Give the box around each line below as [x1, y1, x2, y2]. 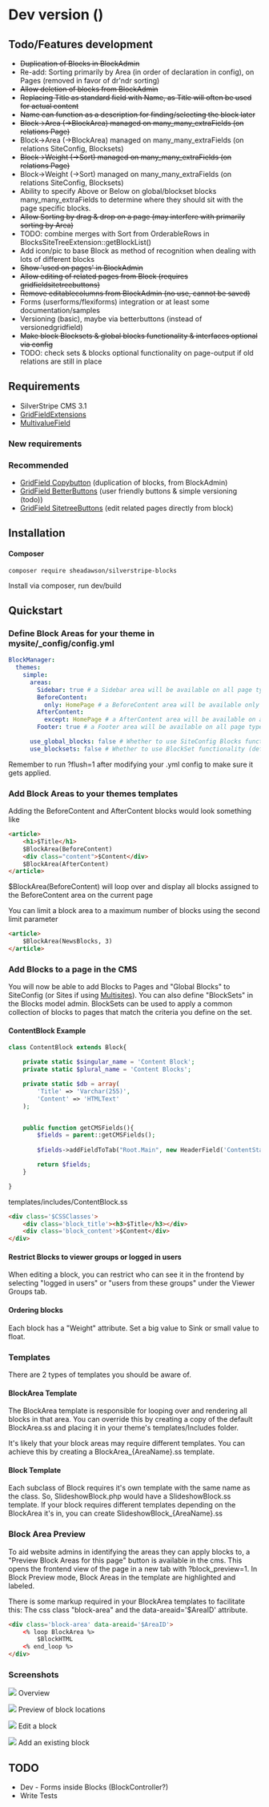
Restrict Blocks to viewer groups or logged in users [8, 1252, 182, 1262]
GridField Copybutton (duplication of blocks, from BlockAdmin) [19, 478, 228, 488]
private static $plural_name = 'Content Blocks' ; [22, 1065, 192, 1074]
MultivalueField [19, 418, 70, 428]
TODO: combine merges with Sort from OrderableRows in [19, 229, 210, 238]
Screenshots [8, 1668, 59, 1680]
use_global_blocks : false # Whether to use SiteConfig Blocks [29, 738, 242, 746]
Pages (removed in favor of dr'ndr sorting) [19, 76, 160, 85]
